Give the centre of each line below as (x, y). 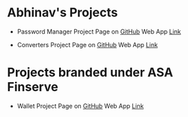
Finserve (33, 87)
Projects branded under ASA (90, 73)
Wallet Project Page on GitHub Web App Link (80, 106)
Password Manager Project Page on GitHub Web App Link (99, 31)
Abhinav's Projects (62, 13)
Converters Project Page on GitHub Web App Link (87, 44)
